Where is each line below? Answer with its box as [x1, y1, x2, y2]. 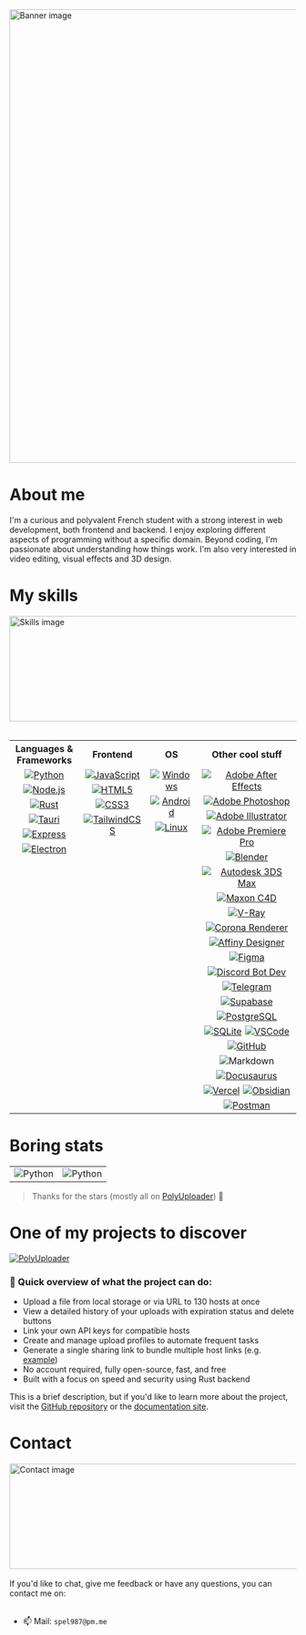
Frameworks [16, 754, 73, 766]
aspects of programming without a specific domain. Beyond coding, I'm [9, 533, 278, 545]
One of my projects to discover [9, 1223, 248, 1243]
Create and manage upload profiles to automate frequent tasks [22, 1335, 260, 1346]
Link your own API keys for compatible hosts [22, 1325, 190, 1336]
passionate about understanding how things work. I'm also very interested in [9, 543, 297, 554]
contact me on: [9, 1588, 66, 1599]
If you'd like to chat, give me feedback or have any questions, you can [9, 1578, 273, 1589]
